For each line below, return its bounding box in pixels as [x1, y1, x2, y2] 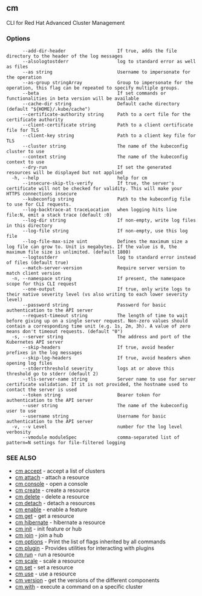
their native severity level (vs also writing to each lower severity [6, 292, 188, 298]
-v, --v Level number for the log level [11, 424, 183, 430]
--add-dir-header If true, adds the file [22, 48, 177, 54]
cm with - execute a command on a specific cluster [15, 583, 143, 591]
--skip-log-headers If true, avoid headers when [22, 355, 191, 361]
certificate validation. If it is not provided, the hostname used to [6, 382, 188, 388]
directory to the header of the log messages [6, 53, 123, 59]
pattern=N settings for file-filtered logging [6, 440, 126, 446]
